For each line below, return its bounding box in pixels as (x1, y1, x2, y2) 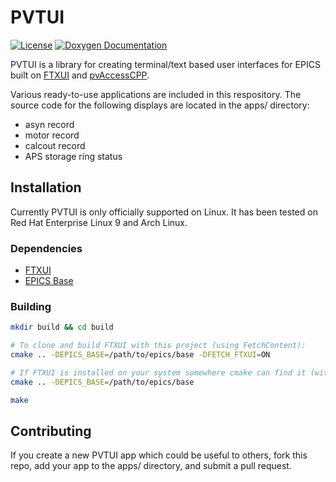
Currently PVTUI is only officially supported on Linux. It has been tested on (10, 206, 318, 218)
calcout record (24, 139, 86, 151)
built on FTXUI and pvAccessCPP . (10, 69, 150, 81)
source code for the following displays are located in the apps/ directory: (10, 99, 310, 111)
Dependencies (10, 241, 83, 255)
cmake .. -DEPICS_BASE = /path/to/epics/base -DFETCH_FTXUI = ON (10, 350, 271, 360)
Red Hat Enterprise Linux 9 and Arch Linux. (10, 216, 188, 228)
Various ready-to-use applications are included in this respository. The (10, 88, 302, 100)
